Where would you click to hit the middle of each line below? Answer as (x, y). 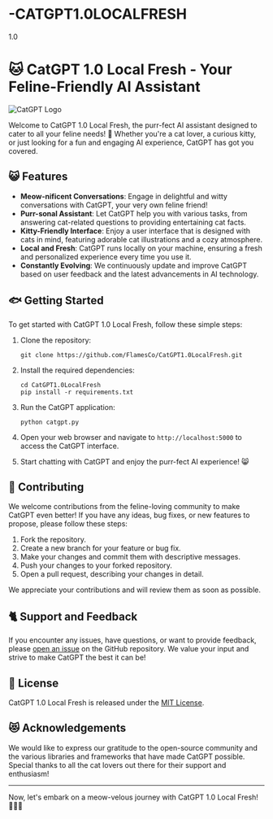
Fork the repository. (53, 540)
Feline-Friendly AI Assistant (104, 87)
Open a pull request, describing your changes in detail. (112, 574)
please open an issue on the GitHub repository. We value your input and (129, 649)
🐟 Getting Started (56, 301)
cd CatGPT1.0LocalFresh (61, 385)
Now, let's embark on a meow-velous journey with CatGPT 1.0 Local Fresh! (133, 797)
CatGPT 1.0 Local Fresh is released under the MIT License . (106, 702)
